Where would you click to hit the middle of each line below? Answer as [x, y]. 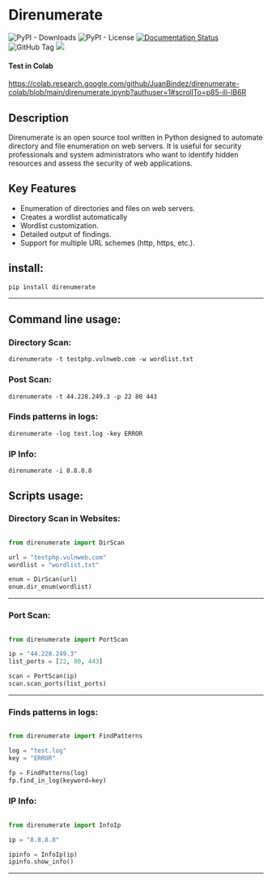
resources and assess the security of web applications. [100, 163]
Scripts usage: [46, 495]
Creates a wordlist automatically [74, 217]
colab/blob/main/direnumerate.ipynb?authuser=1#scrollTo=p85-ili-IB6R [127, 93]
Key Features [42, 189]
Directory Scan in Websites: [64, 518]
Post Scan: [30, 380]
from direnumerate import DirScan [67, 542]
